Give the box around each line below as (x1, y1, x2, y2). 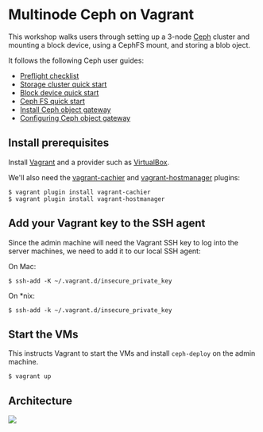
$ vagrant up (8, 372, 52, 380)
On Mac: (8, 261, 37, 271)
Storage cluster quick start (19, 79, 107, 89)
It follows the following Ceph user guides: (8, 56, 145, 65)
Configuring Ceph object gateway (19, 113, 131, 122)
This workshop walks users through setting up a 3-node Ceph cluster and (8, 32, 250, 41)
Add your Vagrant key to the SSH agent (8, 217, 206, 230)
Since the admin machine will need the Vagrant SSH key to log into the (8, 237, 239, 247)
